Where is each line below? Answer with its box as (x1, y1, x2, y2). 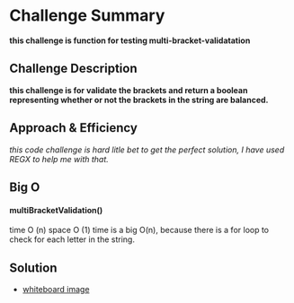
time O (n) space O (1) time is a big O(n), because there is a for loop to (9, 225, 270, 236)
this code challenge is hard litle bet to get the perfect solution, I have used (9, 144, 285, 155)
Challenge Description (9, 61, 138, 76)
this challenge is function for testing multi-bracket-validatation (9, 35, 251, 46)
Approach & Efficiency (9, 120, 138, 135)
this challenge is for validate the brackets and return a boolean (9, 84, 248, 95)
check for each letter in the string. (9, 234, 135, 245)
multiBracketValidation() (9, 204, 103, 215)
